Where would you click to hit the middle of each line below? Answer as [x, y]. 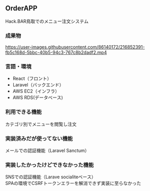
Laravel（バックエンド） [38, 85]
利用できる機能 [24, 112]
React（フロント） [32, 79]
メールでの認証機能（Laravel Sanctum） [48, 150]
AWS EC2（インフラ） [36, 91]
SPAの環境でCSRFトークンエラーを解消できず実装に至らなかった [73, 183]
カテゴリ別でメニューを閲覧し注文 [41, 124]
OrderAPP [21, 8]
